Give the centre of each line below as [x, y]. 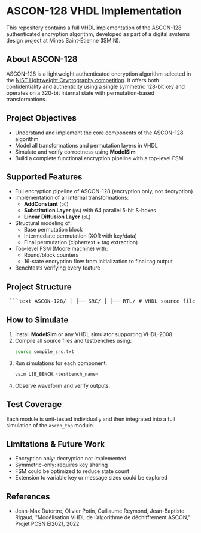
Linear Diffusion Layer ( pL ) [57, 217]
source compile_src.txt [45, 352]
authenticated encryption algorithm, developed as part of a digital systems [98, 34]
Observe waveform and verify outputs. [63, 385]
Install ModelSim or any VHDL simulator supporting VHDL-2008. [94, 334]
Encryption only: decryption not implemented [71, 459]
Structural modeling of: [43, 223]
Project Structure [39, 287]
